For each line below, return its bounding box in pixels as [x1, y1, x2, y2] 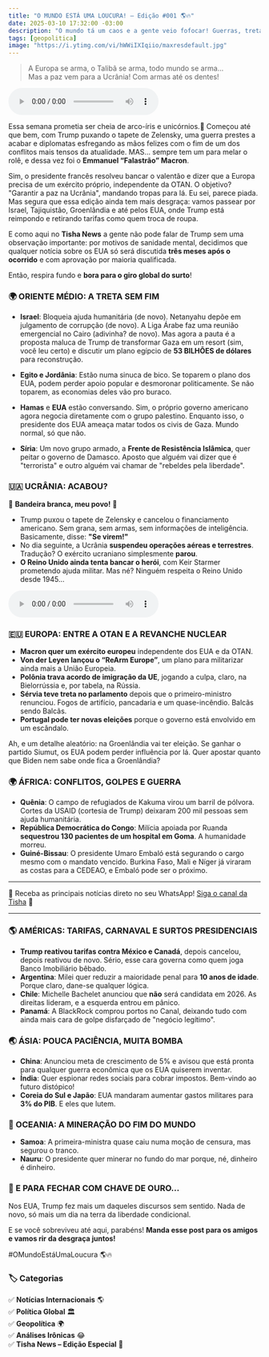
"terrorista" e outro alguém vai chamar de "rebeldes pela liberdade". [19, 461, 246, 471]
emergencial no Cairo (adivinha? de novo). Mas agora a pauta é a [19, 329, 235, 339]
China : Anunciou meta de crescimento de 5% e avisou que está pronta [19, 1056, 255, 1066]
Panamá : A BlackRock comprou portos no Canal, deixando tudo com [19, 1006, 247, 1016]
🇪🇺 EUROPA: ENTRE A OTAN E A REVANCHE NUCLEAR [8, 628, 227, 640]
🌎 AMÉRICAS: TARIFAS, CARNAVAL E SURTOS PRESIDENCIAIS [8, 925, 258, 936]
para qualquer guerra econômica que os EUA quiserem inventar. [19, 1064, 232, 1074]
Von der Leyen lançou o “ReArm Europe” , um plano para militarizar [19, 655, 244, 665]
